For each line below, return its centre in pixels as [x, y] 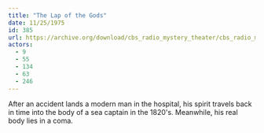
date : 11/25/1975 [37, 23]
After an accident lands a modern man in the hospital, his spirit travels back [130, 104]
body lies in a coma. [40, 120]
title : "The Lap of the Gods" [58, 15]
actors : [21, 45]
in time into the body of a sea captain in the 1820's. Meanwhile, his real [123, 112]
